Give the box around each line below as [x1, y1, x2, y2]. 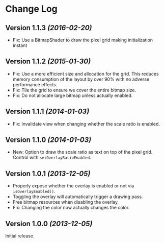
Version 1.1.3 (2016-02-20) [5, 23, 92, 32]
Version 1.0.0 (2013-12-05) [5, 219, 93, 228]
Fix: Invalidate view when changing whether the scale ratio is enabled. [12, 120, 160, 127]
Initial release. [5, 233, 35, 239]
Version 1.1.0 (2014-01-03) [5, 136, 92, 144]
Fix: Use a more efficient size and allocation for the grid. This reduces [12, 70, 159, 77]
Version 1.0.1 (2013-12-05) [5, 169, 91, 178]
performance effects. [12, 81, 58, 87]
